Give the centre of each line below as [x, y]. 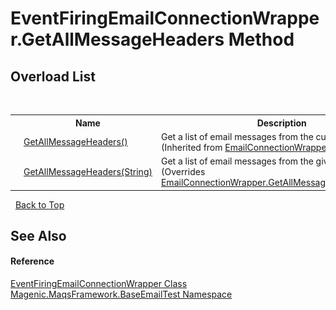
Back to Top [39, 204]
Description [281, 123]
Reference [32, 261]
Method [261, 39]
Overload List [53, 76]
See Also [38, 235]
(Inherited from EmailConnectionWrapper [245, 147]
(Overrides [183, 171]
